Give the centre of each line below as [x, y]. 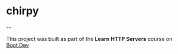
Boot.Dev [18, 45]
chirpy [23, 11]
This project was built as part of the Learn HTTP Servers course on [89, 39]
